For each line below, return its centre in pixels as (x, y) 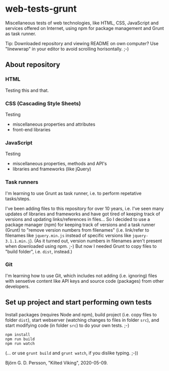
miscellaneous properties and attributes (54, 124)
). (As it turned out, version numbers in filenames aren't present (96, 241)
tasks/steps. (18, 199)
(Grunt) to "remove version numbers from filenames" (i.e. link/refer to (77, 230)
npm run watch (20, 343)
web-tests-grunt (41, 9)
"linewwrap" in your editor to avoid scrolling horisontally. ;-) (67, 49)
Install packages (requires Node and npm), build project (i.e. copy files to (81, 314)
